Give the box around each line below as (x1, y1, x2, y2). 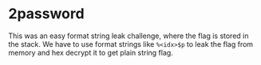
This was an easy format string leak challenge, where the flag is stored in (8, 31, 249, 40)
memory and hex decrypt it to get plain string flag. (8, 48, 173, 57)
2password (8, 5, 85, 23)
